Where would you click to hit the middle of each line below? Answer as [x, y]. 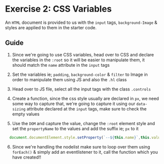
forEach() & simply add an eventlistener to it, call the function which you [85, 152]
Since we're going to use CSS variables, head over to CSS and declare [83, 55]
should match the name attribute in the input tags [61, 65]
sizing [19, 109]
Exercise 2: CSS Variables [59, 9]
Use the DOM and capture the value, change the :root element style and [83, 123]
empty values [26, 114]
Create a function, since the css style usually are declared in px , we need [85, 98]
